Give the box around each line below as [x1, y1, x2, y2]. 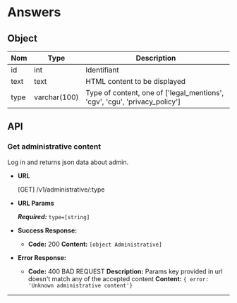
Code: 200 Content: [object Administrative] [28, 240, 162, 248]
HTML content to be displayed [85, 77, 186, 86]
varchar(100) [34, 92, 79, 102]
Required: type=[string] [17, 212, 90, 221]
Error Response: [17, 253, 67, 261]
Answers [7, 4, 61, 20]
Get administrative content [7, 142, 101, 151]
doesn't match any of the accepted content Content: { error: [28, 274, 209, 283]
